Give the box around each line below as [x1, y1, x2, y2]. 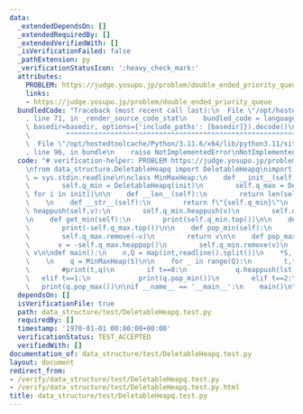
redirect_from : [9, 366, 67, 375]
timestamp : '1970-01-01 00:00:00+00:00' [17, 325, 171, 334]
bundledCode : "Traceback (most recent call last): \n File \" [17, 106, 256, 115]
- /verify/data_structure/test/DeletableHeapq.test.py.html [9, 383, 241, 392]
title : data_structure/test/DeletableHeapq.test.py [9, 391, 207, 400]
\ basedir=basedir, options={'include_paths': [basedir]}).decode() [25, 123, 289, 132]
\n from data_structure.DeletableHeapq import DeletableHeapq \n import [25, 165, 293, 174]
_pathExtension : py [17, 55, 91, 64]
